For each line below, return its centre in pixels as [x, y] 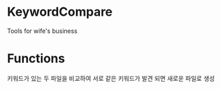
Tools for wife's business [42, 31]
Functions [36, 59]
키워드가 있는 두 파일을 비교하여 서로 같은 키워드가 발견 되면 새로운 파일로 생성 [111, 78]
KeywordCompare [60, 12]
